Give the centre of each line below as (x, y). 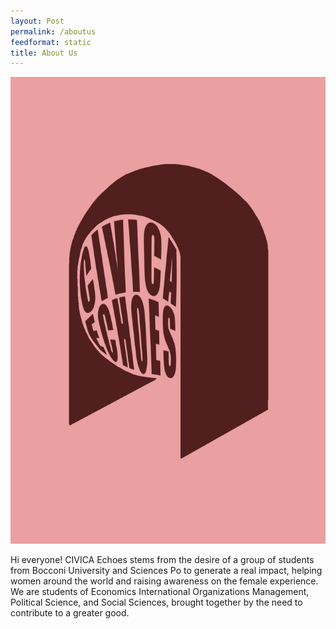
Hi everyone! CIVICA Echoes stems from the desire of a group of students (162, 560)
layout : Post (37, 21)
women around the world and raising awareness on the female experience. (164, 581)
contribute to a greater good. (70, 613)
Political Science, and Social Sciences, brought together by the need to (156, 602)
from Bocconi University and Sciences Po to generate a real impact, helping (166, 571)
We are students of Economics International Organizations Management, (160, 592)
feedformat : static (51, 42)
